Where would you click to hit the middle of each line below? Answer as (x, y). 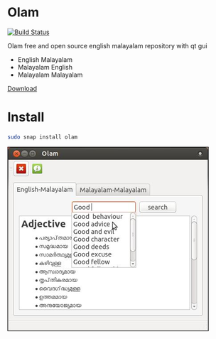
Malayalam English (45, 67)
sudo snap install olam (43, 137)
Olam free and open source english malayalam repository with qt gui (107, 45)
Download (22, 88)
